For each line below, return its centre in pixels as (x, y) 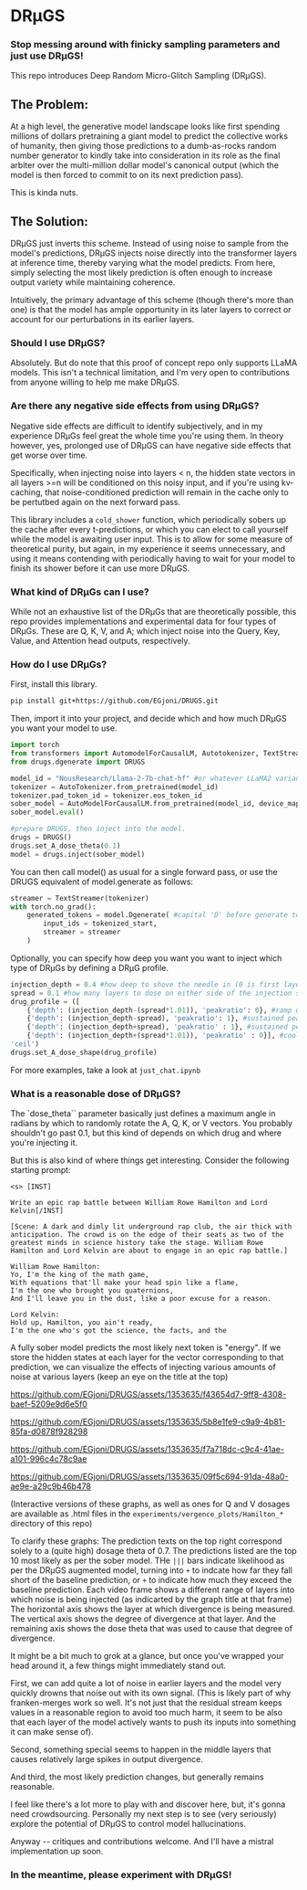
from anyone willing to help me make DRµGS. (95, 382)
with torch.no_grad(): (53, 907)
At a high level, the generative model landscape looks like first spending (145, 127)
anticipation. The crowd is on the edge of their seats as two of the (147, 1235)
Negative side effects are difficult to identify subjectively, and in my (137, 426)
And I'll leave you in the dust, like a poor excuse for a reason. (141, 1299)
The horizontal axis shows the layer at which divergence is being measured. (153, 1610)
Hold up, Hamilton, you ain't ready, (82, 1323)
